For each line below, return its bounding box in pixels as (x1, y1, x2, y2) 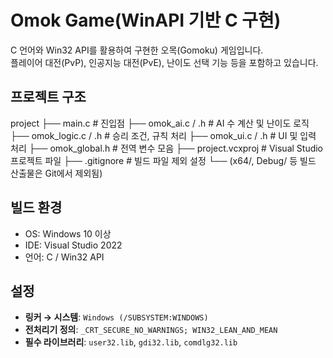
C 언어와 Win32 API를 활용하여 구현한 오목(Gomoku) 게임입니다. (10, 44, 264, 56)
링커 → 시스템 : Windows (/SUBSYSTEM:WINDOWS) (24, 311, 209, 323)
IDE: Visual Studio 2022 (24, 239, 123, 251)
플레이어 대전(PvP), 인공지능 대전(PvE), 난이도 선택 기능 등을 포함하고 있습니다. (10, 56, 319, 68)
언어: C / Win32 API (24, 251, 105, 263)
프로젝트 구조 (10, 89, 87, 106)
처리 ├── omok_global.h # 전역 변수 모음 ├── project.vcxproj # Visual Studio (10, 142, 324, 154)
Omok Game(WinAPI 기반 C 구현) (10, 9, 282, 32)
